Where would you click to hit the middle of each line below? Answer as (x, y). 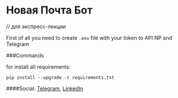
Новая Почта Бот (50, 10)
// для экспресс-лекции (36, 26)
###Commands (25, 55)
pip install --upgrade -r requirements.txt (60, 77)
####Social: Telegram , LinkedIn (45, 88)
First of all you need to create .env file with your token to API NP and (89, 38)
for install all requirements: (38, 67)
